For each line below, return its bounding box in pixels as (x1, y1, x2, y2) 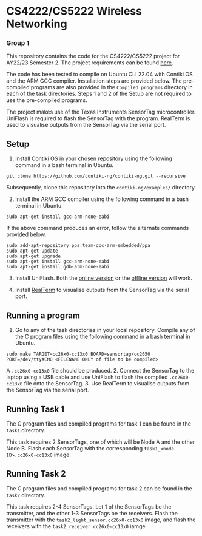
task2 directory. (6, 491, 45, 498)
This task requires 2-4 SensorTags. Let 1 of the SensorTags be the (6, 503, 172, 511)
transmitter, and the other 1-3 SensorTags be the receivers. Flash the (6, 509, 178, 517)
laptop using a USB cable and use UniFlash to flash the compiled (6, 373, 168, 381)
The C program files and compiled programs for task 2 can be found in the (6, 484, 192, 492)
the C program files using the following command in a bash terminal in (15, 333, 190, 341)
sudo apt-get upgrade (6, 253, 61, 259)
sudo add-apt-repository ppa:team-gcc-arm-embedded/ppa (6, 243, 150, 249)
